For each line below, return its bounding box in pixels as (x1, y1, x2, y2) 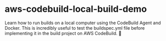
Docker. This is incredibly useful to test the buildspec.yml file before (4, 25, 145, 31)
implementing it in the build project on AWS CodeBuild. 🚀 (4, 30, 122, 36)
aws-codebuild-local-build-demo (4, 3, 147, 15)
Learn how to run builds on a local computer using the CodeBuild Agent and (4, 20, 161, 26)
